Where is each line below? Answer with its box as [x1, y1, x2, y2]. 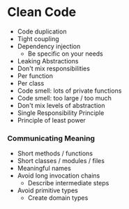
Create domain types [27, 194, 89, 202]
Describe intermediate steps [27, 179, 109, 187]
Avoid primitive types [17, 186, 78, 195]
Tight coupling [17, 34, 59, 42]
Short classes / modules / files [17, 157, 105, 165]
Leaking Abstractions [17, 56, 79, 65]
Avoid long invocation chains [17, 171, 100, 180]
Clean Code [7, 4, 77, 20]
